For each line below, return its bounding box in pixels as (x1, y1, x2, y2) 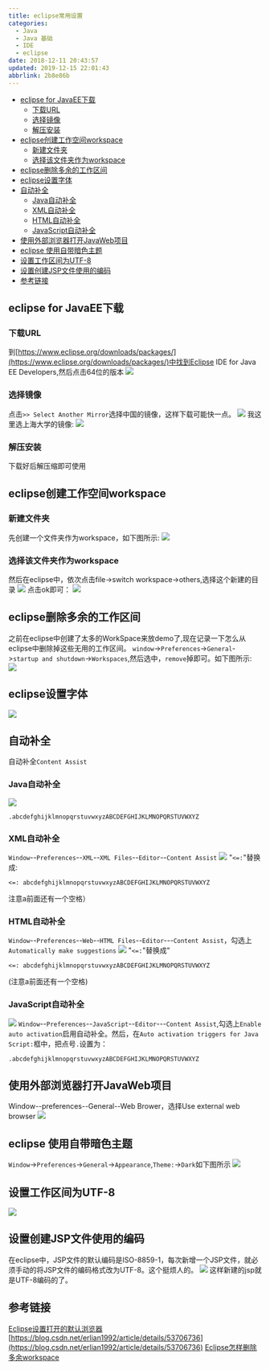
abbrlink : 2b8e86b (8, 72, 70, 80)
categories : (8, 19, 48, 27)
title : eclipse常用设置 (8, 11, 83, 20)
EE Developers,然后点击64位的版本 (8, 367, 125, 377)
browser (8, 1111, 36, 1122)
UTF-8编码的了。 (14, 1275, 72, 1285)
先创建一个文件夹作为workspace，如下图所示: (8, 532, 160, 543)
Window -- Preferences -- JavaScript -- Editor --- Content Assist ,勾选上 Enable (18, 1019, 262, 1028)
